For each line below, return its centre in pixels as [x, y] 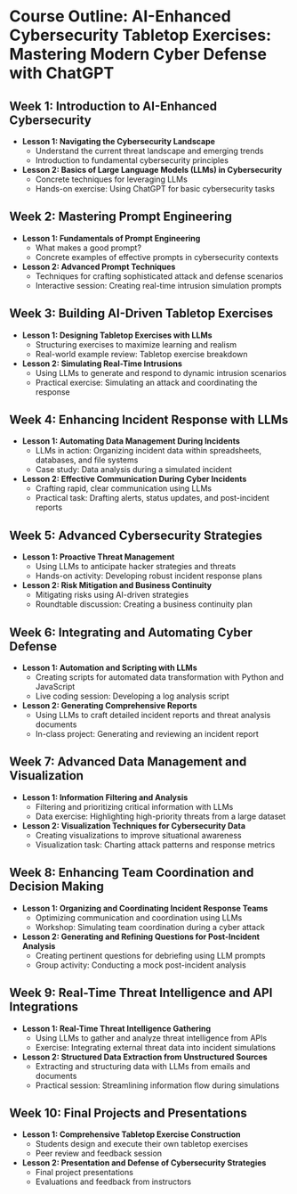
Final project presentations [84, 1173]
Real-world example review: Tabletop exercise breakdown [141, 354]
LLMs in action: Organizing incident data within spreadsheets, [148, 451]
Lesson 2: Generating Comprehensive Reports [109, 706]
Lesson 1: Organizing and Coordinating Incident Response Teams [145, 908]
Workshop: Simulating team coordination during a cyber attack [150, 927]
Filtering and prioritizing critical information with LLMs [134, 806]
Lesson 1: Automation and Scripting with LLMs [109, 668]
